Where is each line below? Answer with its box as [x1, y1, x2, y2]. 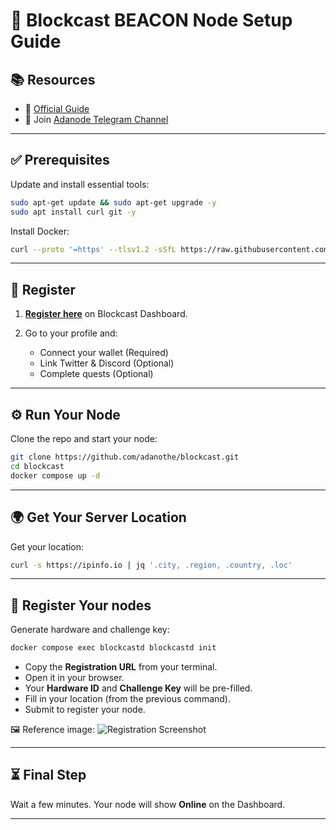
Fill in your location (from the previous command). [24, 693, 232, 705]
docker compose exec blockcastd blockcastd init [10, 643, 217, 653]
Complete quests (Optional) [39, 368, 154, 380]
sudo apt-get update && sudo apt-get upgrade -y [10, 197, 217, 208]
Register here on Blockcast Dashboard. [24, 308, 188, 320]
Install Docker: [10, 225, 70, 237]
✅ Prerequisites [10, 152, 110, 169]
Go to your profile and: [24, 327, 118, 339]
